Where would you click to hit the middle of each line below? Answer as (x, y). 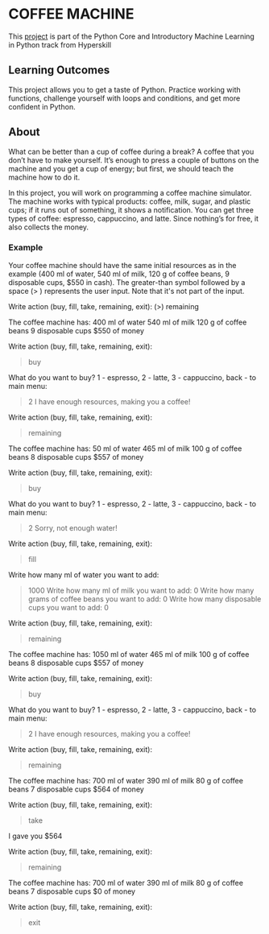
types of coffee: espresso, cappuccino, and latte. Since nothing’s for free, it (134, 218)
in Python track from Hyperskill (60, 44)
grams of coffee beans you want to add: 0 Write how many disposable (145, 599)
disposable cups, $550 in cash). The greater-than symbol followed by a (127, 282)
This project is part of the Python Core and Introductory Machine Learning (132, 36)
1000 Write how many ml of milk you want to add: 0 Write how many (141, 590)
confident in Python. (42, 106)
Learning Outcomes (59, 70)
